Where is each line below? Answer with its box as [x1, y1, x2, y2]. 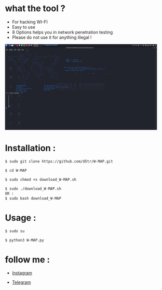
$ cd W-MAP [5, 168, 27, 173]
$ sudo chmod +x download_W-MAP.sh [5, 177, 77, 182]
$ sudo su [5, 229, 25, 234]
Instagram [12, 270, 32, 276]
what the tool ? [5, 3, 66, 14]
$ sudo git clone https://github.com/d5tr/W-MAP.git [5, 159, 113, 164]
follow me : [5, 254, 50, 265]
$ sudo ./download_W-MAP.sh [5, 186, 62, 192]
